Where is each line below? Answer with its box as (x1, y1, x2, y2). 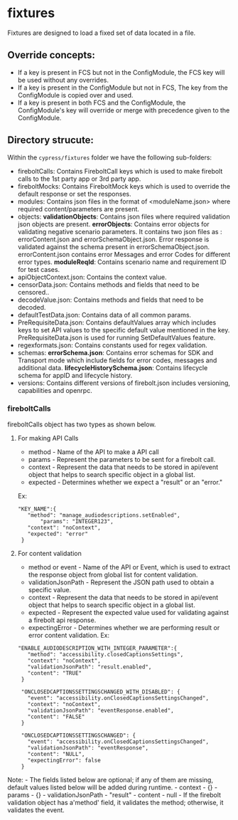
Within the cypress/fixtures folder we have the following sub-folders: (7, 153, 212, 162)
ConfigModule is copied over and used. (17, 90, 134, 99)
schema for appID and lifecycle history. (17, 371, 133, 379)
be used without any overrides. (17, 75, 109, 84)
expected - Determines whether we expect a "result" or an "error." (28, 478, 222, 486)
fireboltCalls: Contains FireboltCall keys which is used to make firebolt (17, 167, 223, 175)
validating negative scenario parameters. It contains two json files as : (17, 227, 222, 236)
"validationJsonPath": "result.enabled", (27, 663, 152, 671)
